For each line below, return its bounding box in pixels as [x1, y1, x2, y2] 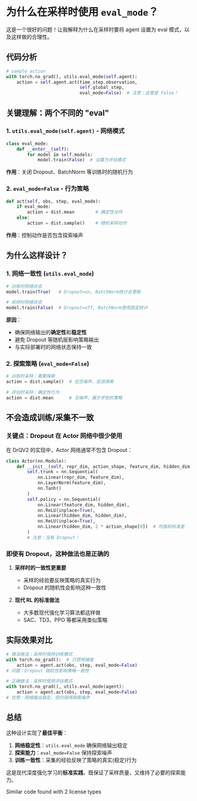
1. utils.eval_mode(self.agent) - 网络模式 [6, 127, 125, 135]
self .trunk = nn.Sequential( [27, 469, 98, 475]
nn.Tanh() [37, 486, 62, 491]
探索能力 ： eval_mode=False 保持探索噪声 [14, 749, 113, 756]
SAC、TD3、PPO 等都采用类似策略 [23, 616, 108, 624]
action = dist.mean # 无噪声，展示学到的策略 [6, 395, 123, 401]
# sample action [6, 68, 46, 74]
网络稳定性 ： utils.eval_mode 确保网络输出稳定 [14, 742, 128, 749]
